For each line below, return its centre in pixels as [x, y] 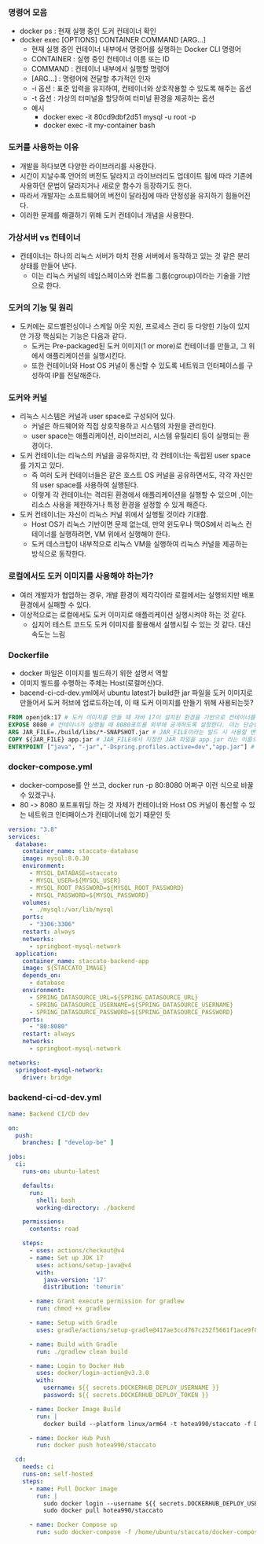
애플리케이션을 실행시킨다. [86, 356]
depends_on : [42, 976]
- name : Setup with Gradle [73, 1323]
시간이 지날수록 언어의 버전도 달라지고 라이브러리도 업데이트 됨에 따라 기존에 [136, 175]
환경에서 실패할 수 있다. [55, 605]
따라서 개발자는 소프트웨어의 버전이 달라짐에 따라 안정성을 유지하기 [121, 195]
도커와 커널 [28, 398]
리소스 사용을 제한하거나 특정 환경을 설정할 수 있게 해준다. [119, 505]
